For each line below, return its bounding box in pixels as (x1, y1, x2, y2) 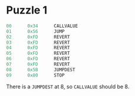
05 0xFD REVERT (6, 51, 70, 57)
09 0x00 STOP (6, 72, 65, 78)
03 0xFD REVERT (6, 39, 70, 45)
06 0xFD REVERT (6, 56, 70, 62)
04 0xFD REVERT (6, 45, 70, 51)
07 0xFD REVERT (6, 61, 70, 68)
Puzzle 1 (6, 4, 47, 17)
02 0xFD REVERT (6, 34, 70, 40)
